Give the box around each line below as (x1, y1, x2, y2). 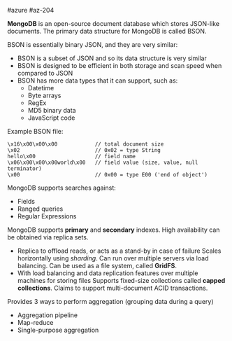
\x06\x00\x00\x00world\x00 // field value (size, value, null (7, 159, 198, 166)
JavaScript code (27, 113, 75, 122)
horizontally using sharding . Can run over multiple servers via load (17, 254, 209, 262)
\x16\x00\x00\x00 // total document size (7, 141, 164, 148)
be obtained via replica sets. (7, 233, 89, 241)
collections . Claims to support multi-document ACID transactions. (17, 284, 208, 292)
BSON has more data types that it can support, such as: (17, 76, 178, 85)
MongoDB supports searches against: (7, 183, 117, 192)
